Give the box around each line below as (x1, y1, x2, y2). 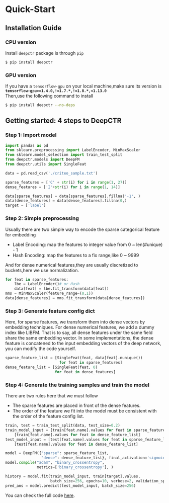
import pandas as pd (5, 143, 49, 148)
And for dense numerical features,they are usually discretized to (5, 262, 138, 268)
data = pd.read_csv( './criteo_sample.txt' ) (5, 171, 98, 176)
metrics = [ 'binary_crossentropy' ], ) (37, 465, 114, 470)
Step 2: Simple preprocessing (5, 215, 79, 222)
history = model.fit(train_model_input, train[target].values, (5, 474, 141, 479)
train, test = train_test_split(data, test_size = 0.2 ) (5, 423, 121, 428)
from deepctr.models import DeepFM (5, 157, 80, 162)
